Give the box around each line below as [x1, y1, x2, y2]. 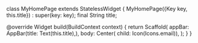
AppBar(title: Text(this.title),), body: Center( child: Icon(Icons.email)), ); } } [6, 30, 192, 37]
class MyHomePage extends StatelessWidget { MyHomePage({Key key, [6, 5, 188, 12]
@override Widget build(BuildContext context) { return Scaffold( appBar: [6, 24, 189, 30]
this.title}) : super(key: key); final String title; [6, 12, 118, 19]
